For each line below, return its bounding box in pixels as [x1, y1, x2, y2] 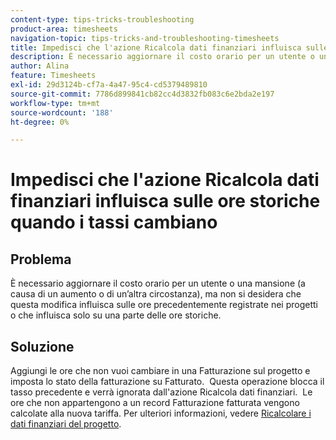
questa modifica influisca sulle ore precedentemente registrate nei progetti [10, 299, 318, 311]
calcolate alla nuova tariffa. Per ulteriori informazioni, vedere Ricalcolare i [10, 407, 312, 420]
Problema [10, 251, 72, 268]
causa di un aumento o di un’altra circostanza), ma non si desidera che [10, 288, 302, 300]
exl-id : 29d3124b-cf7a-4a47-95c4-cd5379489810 [10, 80, 208, 90]
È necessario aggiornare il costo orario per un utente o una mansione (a [10, 277, 306, 290]
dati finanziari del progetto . [10, 418, 122, 430]
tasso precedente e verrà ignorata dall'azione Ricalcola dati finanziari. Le [10, 386, 313, 398]
